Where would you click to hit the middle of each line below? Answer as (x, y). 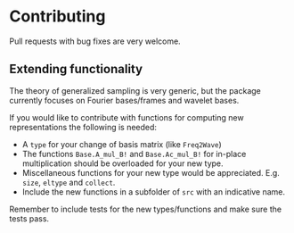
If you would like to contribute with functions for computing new (127, 117)
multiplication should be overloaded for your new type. (123, 163)
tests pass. (29, 218)
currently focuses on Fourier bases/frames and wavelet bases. (124, 100)
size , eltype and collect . (69, 182)
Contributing (57, 17)
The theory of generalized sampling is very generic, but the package (135, 90)
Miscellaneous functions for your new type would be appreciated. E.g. (151, 172)
